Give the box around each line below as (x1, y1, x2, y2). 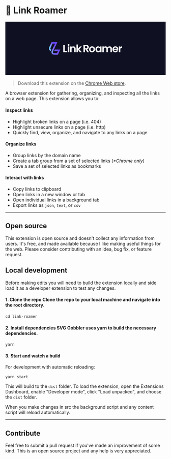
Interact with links (5, 175, 44, 181)
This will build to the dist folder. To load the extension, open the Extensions (5, 383, 164, 389)
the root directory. (5, 302, 45, 308)
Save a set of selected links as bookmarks (12, 163, 101, 169)
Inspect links (5, 107, 33, 113)
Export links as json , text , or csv (12, 202, 81, 208)
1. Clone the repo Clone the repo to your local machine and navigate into (5, 297, 160, 303)
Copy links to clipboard (12, 186, 62, 192)
